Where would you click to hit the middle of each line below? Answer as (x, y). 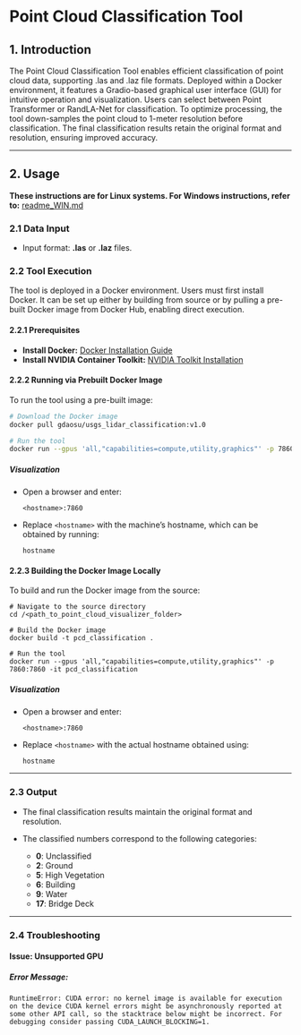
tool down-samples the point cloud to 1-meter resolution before (126, 119)
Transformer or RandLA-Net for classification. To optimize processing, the (146, 109)
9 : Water (52, 894)
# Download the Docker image (64, 416)
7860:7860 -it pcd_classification (74, 670)
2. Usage (34, 174)
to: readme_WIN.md (46, 205)
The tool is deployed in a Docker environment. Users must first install (137, 291)
